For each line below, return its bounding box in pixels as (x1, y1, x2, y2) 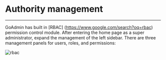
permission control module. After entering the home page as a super (5, 30, 145, 35)
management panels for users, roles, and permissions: (5, 40, 116, 46)
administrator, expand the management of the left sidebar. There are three (5, 34, 156, 40)
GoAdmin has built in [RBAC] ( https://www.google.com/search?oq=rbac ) (5, 24, 153, 30)
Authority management (5, 3, 103, 15)
